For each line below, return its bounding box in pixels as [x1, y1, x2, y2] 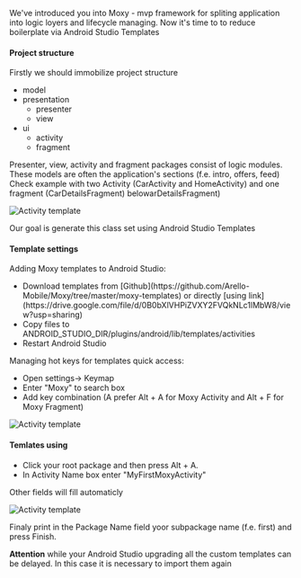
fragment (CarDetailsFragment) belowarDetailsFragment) [9, 188, 221, 199]
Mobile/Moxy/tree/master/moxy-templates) [22, 290, 182, 301]
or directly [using [183, 290, 247, 301]
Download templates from [22, 280, 119, 291]
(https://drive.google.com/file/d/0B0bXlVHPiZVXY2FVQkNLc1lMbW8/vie [22, 300, 291, 311]
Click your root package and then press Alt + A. [22, 459, 199, 470]
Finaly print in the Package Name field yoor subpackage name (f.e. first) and [9, 521, 292, 532]
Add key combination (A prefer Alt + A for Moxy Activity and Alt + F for [22, 392, 285, 403]
